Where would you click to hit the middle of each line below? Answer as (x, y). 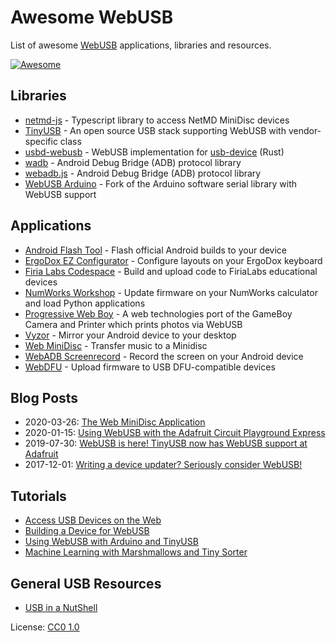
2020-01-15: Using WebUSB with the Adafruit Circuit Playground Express (175, 433)
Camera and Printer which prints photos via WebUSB (133, 324)
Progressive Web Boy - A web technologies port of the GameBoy (158, 313)
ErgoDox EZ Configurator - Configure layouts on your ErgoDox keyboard (173, 260)
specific (41, 141)
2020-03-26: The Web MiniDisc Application (115, 422)
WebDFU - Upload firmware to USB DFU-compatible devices (150, 367)
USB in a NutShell (61, 607)
